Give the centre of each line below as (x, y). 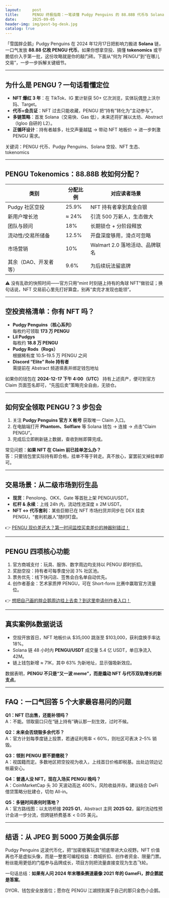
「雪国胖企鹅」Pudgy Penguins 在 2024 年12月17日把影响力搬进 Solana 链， (84, 44)
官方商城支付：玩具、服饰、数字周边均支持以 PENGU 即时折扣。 (79, 564)
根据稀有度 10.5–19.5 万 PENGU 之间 (50, 355)
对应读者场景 (126, 194)
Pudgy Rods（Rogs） (35, 349)
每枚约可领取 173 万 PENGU (41, 331)
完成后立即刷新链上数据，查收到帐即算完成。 (59, 439)
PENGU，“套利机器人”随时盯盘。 (46, 517)
